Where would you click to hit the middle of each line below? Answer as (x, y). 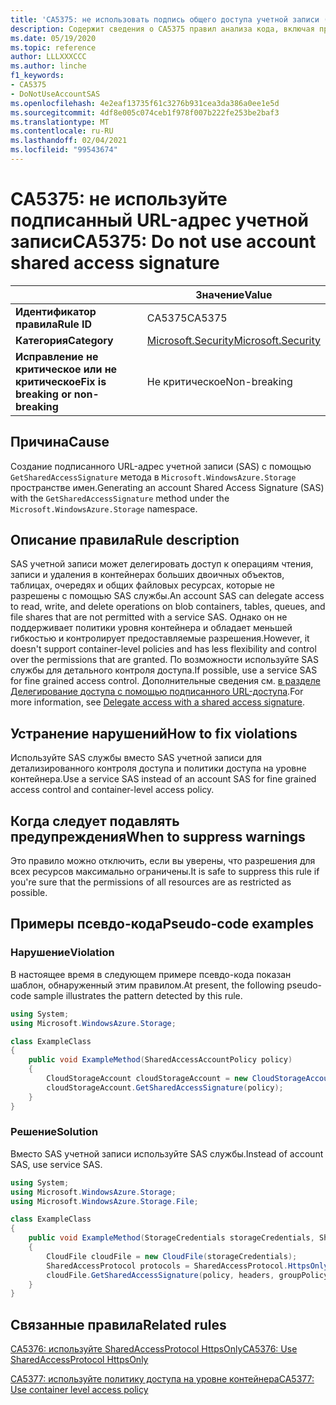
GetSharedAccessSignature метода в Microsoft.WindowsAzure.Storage (153, 477)
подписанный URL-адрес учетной (159, 220)
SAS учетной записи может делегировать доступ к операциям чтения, (162, 564)
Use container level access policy (79, 1390)
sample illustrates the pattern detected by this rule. (138, 995)
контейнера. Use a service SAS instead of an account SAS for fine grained (163, 779)
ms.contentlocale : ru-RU (62, 131)
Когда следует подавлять (95, 821)
